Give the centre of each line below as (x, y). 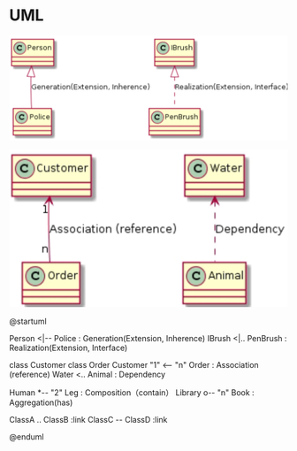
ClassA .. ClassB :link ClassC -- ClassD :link (88, 420)
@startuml (28, 321)
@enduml (27, 437)
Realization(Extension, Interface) (69, 348)
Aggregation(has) (41, 402)
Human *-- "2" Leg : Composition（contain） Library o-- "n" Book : (132, 393)
